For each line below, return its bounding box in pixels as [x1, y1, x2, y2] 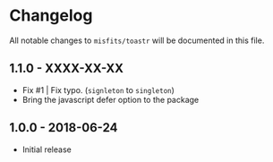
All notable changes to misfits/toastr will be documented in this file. [9, 35, 265, 46]
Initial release [21, 144, 72, 155]
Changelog [9, 5, 93, 26]
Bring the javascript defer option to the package [21, 94, 200, 105]
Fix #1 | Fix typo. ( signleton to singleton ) [21, 84, 175, 95]
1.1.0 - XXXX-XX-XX [9, 61, 124, 76]
